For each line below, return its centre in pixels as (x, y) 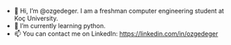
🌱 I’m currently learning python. (60, 26)
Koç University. (36, 18)
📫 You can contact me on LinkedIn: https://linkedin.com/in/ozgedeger (116, 34)
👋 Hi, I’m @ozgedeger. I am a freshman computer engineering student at (119, 11)
